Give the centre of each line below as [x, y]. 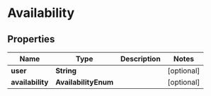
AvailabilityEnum [85, 82]
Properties [31, 39]
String [66, 71]
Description [140, 59]
